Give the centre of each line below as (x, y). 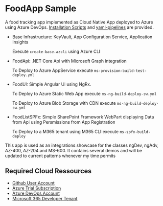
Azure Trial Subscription (36, 188)
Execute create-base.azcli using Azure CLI (56, 51)
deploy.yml (23, 75)
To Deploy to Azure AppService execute (52, 70)
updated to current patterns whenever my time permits (60, 156)
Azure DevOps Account (36, 193)
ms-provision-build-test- (120, 71)
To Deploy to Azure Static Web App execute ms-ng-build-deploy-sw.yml (84, 93)
